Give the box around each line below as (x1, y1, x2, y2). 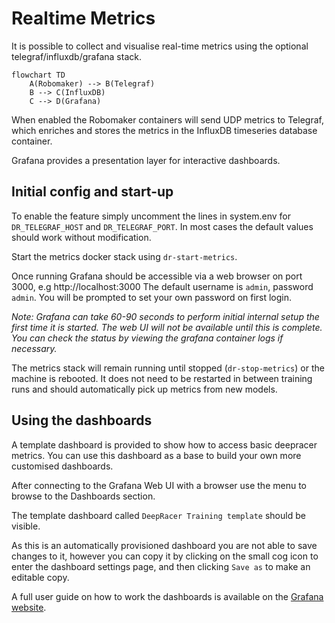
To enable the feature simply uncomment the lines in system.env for (11, 210, 291, 222)
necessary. (11, 342, 58, 354)
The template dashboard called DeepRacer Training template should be (11, 509, 306, 521)
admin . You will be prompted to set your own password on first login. (11, 291, 293, 303)
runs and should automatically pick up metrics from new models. (11, 383, 278, 395)
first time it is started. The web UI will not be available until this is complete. (11, 321, 323, 333)
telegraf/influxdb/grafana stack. (11, 50, 142, 62)
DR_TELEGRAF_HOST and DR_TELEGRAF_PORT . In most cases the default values (11, 220, 314, 232)
